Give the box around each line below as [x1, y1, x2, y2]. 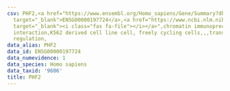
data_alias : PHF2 [7, 42, 57, 49]
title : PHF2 [7, 73, 41, 81]
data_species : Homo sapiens [7, 61, 88, 68]
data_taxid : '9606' [7, 67, 63, 74]
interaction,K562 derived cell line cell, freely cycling [13, 29, 183, 36]
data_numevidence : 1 [7, 55, 66, 62]
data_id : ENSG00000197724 [7, 49, 81, 55]
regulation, [13, 36, 48, 42]
